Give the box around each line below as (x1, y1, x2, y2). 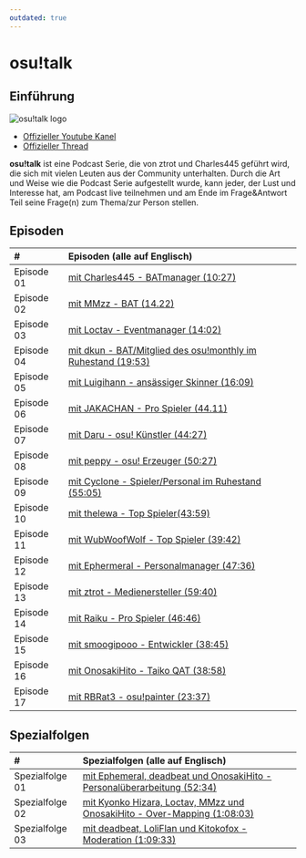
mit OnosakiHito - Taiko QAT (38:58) (67, 665, 227, 677)
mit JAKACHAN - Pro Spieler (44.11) (67, 402, 228, 415)
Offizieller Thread (22, 140, 89, 151)
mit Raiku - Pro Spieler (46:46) (67, 612, 201, 625)
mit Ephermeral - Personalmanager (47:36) (67, 560, 256, 573)
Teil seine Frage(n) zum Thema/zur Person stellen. (9, 197, 199, 208)
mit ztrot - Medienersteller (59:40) (67, 585, 218, 598)
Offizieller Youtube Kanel (22, 130, 117, 141)
